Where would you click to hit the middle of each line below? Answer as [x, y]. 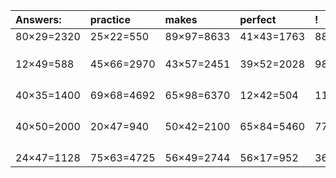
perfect [258, 19]
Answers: [38, 19]
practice [110, 19]
